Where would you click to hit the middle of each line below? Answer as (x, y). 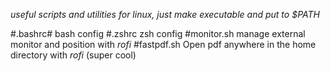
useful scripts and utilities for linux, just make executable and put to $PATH (165, 14)
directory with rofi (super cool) (73, 55)
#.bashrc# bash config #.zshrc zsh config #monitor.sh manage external (158, 33)
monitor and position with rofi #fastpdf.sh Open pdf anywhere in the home (163, 44)
